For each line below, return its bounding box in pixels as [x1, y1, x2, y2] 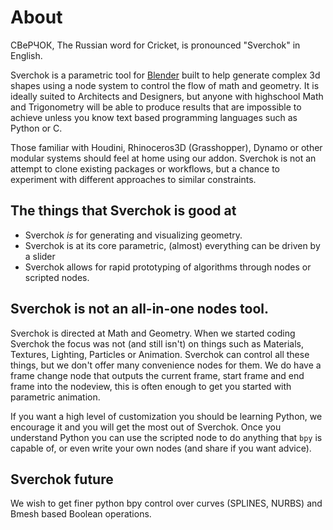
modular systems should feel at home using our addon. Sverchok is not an [10, 152, 317, 164]
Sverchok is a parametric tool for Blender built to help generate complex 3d [10, 69, 321, 81]
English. [10, 49, 43, 61]
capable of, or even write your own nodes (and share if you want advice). [10, 442, 312, 454]
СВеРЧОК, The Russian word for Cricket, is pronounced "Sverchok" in [10, 39, 301, 51]
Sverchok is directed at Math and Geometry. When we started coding [10, 327, 296, 339]
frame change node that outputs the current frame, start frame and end [10, 369, 305, 381]
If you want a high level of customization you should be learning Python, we [10, 410, 323, 422]
